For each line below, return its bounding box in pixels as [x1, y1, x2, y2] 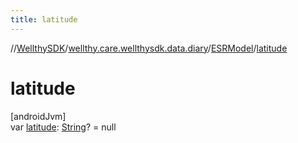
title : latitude [10, 14, 78, 25]
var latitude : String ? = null [10, 121, 117, 133]
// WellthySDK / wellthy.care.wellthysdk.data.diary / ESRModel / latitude [10, 42, 288, 54]
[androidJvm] [10, 110, 67, 122]
